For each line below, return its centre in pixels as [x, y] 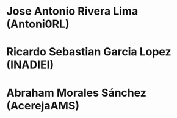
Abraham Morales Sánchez [76, 93]
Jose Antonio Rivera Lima [72, 11]
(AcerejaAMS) [43, 106]
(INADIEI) [30, 65]
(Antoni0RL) [38, 24]
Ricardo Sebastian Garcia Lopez [89, 52]
